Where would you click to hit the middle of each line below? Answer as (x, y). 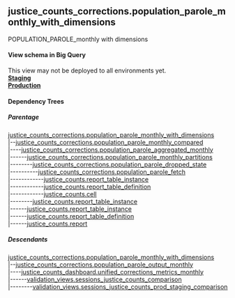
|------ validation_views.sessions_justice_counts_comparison (95, 279)
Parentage (24, 117)
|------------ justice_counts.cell (52, 194)
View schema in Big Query (47, 55)
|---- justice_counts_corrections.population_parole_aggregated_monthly (111, 150)
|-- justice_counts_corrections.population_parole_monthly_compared (106, 142)
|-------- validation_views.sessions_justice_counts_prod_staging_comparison (118, 287)
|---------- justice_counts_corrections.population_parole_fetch (97, 172)
